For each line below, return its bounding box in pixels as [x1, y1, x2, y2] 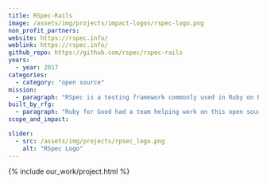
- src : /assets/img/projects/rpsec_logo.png [15, 137, 165, 145]
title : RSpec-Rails [8, 11, 73, 20]
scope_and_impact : [8, 115, 69, 123]
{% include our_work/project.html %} [8, 166, 130, 176]
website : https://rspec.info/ [8, 33, 109, 42]
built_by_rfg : [8, 100, 56, 108]
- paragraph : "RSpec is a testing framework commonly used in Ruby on [15, 93, 254, 101]
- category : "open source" [15, 78, 105, 86]
